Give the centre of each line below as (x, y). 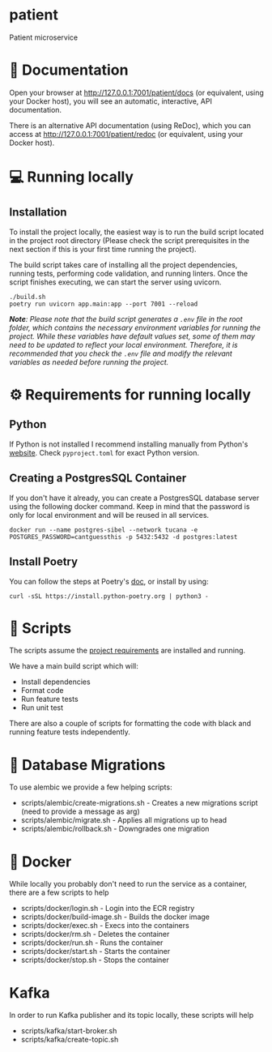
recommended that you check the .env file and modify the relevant (121, 353)
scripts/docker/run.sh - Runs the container (92, 943)
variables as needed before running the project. (89, 361)
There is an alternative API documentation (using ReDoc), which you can (130, 125)
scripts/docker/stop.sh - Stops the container (95, 960)
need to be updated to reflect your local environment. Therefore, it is (123, 344)
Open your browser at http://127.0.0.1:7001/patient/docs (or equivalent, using (136, 92)
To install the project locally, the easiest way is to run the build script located (136, 232)
